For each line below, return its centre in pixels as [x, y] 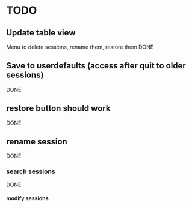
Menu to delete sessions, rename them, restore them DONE [80, 47]
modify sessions [28, 198]
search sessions [31, 171]
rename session [37, 142]
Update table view [41, 33]
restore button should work [58, 108]
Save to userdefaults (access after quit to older [96, 66]
